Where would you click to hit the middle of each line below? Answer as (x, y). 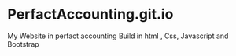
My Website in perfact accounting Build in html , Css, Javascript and (118, 36)
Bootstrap (24, 44)
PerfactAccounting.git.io (90, 14)
